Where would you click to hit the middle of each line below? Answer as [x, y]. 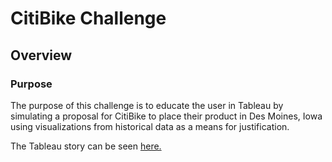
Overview [41, 55]
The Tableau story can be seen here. [86, 146]
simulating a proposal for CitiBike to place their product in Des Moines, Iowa [166, 116]
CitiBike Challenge [88, 18]
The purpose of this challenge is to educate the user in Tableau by [147, 105]
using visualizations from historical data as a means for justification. [150, 126]
